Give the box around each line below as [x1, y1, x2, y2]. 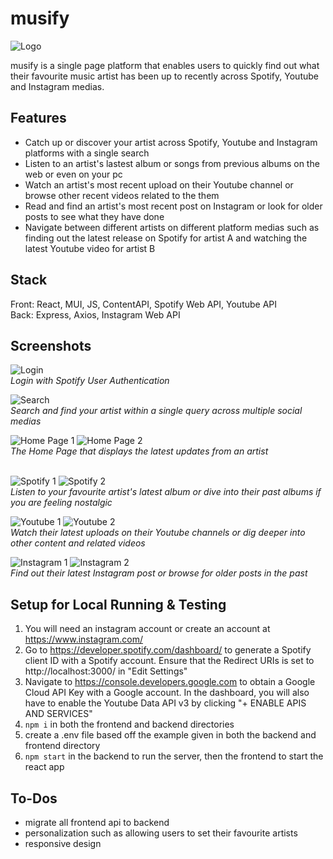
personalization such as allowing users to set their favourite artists [24, 827, 298, 839]
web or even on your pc [24, 168, 123, 180]
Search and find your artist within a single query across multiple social [10, 405, 303, 417]
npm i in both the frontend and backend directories [24, 718, 235, 731]
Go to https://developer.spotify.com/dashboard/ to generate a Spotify [24, 644, 312, 656]
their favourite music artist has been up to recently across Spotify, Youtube [10, 70, 319, 82]
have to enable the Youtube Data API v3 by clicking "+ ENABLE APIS [24, 697, 307, 709]
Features [10, 110, 67, 127]
